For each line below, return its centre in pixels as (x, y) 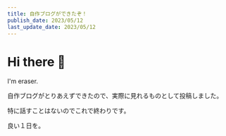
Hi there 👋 (36, 62)
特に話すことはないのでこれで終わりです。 (69, 111)
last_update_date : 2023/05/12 (52, 27)
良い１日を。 (26, 126)
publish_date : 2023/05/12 (45, 20)
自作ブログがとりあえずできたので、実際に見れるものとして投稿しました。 (115, 96)
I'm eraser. (23, 81)
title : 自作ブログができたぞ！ (47, 14)
